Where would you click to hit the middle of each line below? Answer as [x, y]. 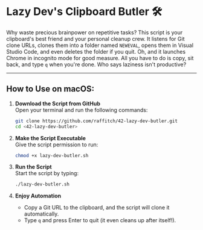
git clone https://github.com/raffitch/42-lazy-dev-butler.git [96, 121]
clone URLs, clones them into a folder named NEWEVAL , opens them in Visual [100, 45]
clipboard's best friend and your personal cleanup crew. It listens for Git [95, 39]
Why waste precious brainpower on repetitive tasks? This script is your [95, 32]
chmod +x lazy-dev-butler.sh [52, 155]
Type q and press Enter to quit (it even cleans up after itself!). [100, 220]
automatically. [41, 214]
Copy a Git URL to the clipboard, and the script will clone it [97, 208]
